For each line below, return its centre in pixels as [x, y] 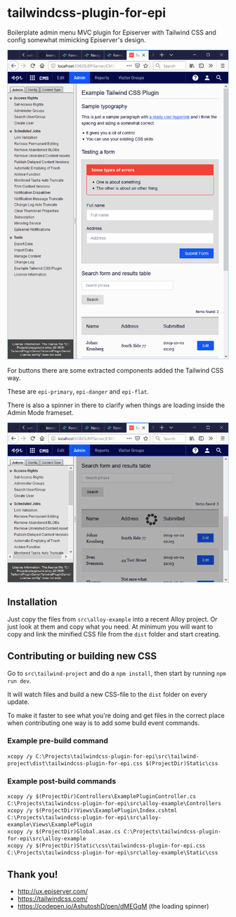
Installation [32, 602]
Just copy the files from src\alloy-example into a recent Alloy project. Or [112, 619]
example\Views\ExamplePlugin [50, 825]
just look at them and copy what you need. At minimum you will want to [110, 627]
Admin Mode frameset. [40, 413]
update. [18, 702]
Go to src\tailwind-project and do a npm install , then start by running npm [117, 673]
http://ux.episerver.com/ [52, 891]
